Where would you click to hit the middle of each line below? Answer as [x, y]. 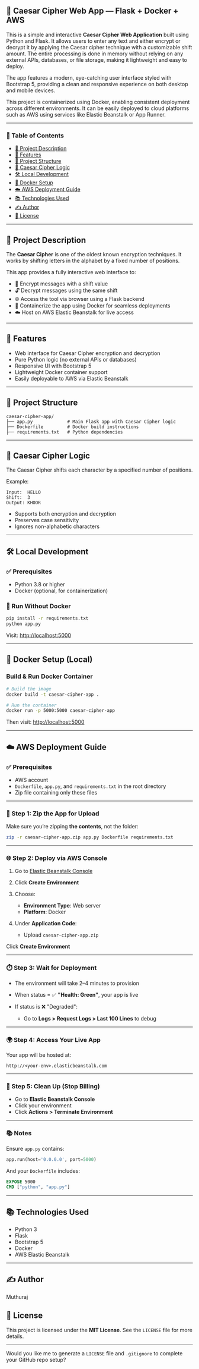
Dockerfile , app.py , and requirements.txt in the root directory [90, 786]
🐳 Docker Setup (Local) [49, 660]
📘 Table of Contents [35, 136]
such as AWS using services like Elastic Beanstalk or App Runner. [86, 114]
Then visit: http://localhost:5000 [45, 722]
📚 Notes [19, 1133]
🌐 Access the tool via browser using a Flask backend [80, 299]
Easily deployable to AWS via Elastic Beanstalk [71, 378]
